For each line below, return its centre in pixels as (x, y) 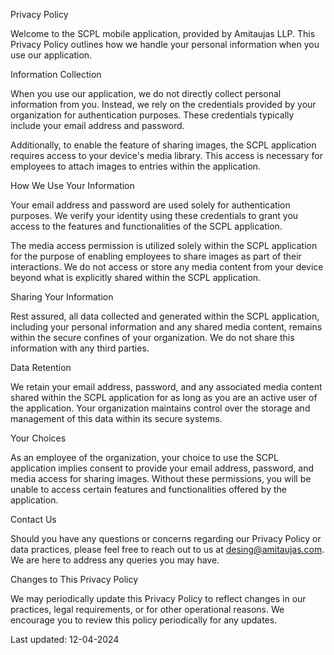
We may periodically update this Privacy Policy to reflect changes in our (158, 598)
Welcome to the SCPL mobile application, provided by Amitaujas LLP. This (163, 33)
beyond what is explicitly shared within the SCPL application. (136, 277)
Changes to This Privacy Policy (74, 579)
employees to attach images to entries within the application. (136, 166)
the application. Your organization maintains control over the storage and (160, 408)
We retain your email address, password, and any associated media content (166, 387)
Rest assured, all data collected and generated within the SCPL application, (165, 316)
